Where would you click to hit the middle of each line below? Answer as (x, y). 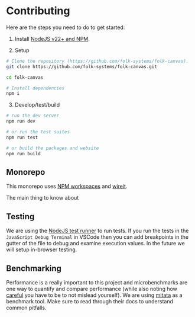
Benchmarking (34, 268)
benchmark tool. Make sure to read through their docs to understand (90, 301)
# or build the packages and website (53, 148)
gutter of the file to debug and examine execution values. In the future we (95, 244)
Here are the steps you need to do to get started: (66, 27)
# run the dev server (33, 116)
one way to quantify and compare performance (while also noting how (92, 289)
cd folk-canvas (25, 77)
